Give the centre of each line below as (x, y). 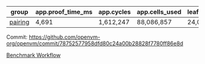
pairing (20, 22)
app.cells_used (159, 12)
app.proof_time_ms (64, 12)
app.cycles (115, 12)
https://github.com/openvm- (65, 37)
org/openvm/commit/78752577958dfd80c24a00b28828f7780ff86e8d (95, 43)
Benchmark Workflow (34, 55)
